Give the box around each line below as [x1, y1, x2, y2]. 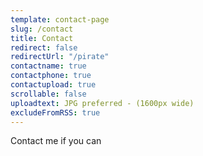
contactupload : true [10, 80, 97, 90]
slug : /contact [10, 24, 74, 34]
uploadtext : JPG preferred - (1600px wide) [10, 98, 195, 108]
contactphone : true [10, 71, 92, 81]
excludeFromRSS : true [10, 107, 101, 118]
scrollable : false [10, 89, 87, 99]
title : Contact [10, 33, 74, 43]
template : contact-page [10, 14, 110, 25]
